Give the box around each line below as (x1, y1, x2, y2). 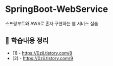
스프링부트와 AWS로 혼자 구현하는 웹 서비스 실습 (5, 20, 98, 26)
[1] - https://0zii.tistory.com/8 (12, 50, 73, 56)
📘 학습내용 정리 (5, 36, 49, 45)
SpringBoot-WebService (5, 3, 108, 15)
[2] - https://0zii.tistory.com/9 (12, 55, 73, 61)
